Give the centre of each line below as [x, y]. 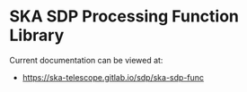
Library [37, 35]
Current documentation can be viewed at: [86, 60]
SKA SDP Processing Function [124, 17]
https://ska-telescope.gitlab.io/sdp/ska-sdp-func [113, 77]
